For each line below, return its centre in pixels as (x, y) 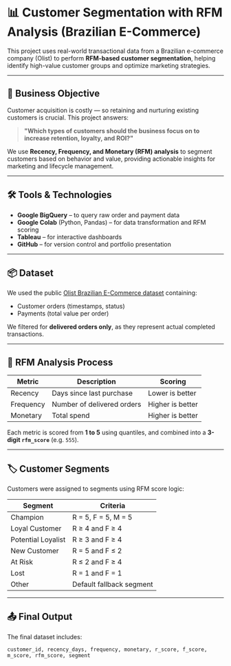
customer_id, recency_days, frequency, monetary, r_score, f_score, (107, 650)
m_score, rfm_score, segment (49, 655)
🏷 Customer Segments (58, 468)
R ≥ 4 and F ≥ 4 (97, 528)
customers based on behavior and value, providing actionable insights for (111, 159)
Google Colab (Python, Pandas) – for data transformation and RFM (111, 222)
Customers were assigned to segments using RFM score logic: (96, 489)
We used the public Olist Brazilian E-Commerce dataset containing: (102, 293)
